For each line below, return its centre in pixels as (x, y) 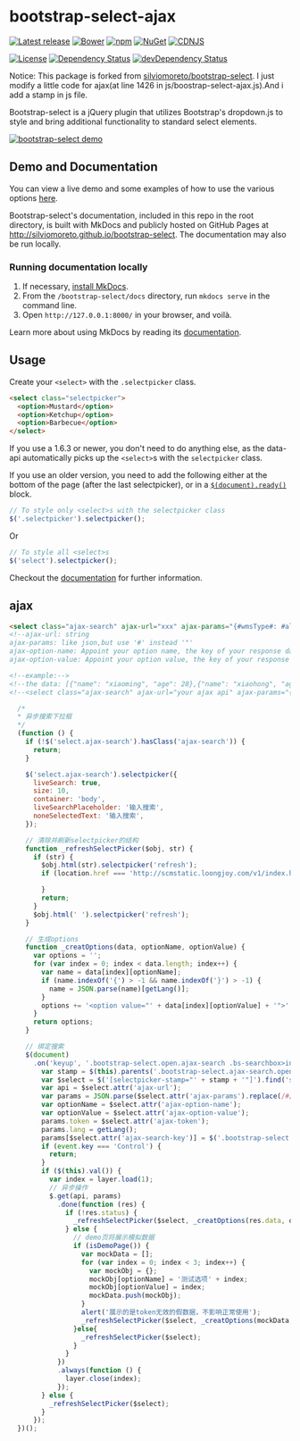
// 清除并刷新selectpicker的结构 (82, 840)
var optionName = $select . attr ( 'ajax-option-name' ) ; (142, 1105)
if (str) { (53, 857)
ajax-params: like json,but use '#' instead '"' (101, 643)
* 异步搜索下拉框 (45, 716)
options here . (33, 197)
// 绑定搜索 (45, 1047)
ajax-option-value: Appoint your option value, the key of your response (150, 660)
